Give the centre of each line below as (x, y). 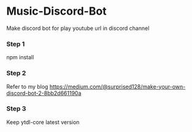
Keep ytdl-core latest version (43, 122)
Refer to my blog (27, 86)
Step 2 (16, 73)
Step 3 (16, 109)
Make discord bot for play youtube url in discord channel (78, 28)
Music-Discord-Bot (56, 11)
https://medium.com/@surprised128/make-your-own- (117, 86)
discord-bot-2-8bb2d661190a (44, 93)
